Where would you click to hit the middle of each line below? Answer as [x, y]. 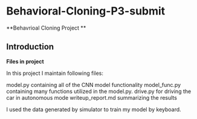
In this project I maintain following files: [55, 73]
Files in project [25, 61]
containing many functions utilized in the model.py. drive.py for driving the [99, 91]
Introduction [30, 47]
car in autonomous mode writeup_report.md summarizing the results [92, 97]
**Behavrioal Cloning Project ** [46, 28]
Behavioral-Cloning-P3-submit [86, 11]
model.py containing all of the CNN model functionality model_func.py [94, 85]
